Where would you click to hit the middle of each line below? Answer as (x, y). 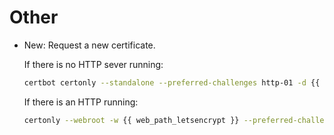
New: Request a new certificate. (89, 45)
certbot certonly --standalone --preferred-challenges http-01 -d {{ (172, 82)
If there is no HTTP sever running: (93, 64)
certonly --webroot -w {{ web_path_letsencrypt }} (131, 120)
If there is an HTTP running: (81, 102)
